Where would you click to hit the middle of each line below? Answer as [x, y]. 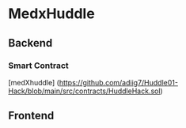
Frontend [31, 116]
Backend [30, 43]
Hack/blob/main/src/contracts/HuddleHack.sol [84, 91]
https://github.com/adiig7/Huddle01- [118, 82]
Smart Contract [38, 66]
